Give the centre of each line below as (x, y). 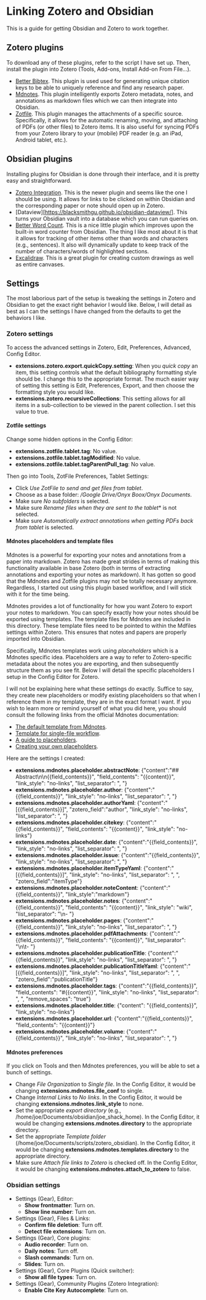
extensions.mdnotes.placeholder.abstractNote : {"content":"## (97, 771)
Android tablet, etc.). (41, 140)
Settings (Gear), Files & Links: (53, 1218)
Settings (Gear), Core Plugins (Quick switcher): (75, 1270)
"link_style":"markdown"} (97, 894)
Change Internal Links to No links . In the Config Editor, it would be (99, 1097)
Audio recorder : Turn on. (56, 1244)
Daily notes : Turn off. (51, 1251)
